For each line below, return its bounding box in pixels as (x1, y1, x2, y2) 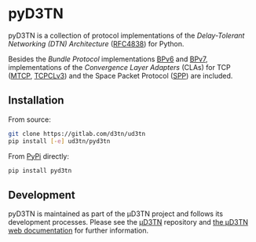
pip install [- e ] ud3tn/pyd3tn (8, 137, 111, 145)
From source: (8, 115, 51, 124)
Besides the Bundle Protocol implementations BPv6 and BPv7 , (8, 54, 208, 64)
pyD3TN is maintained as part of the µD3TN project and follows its (8, 209, 224, 218)
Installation (8, 93, 64, 107)
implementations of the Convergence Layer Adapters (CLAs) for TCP (8, 62, 231, 71)
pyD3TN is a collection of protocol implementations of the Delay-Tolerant (8, 31, 245, 40)
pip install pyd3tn (8, 167, 72, 174)
